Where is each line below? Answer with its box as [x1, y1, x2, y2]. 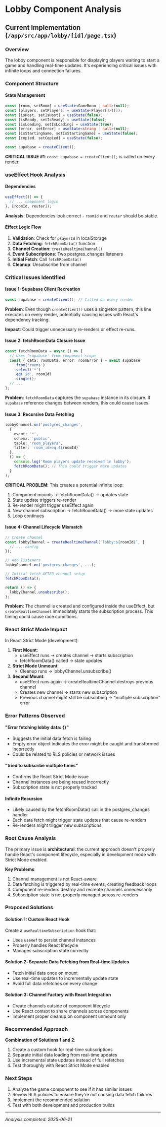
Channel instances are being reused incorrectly [12, 779, 109, 785]
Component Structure [5, 80, 59, 87]
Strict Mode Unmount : [12, 663, 59, 668]
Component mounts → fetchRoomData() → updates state [12, 491, 128, 497]
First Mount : [12, 647, 39, 653]
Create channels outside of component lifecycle [12, 1003, 110, 1009]
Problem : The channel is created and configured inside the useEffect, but [5, 603, 155, 609]
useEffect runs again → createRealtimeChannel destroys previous [19, 678, 154, 684]
